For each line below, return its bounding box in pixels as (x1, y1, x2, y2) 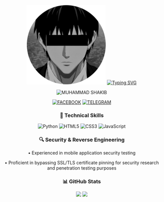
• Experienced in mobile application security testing (28, 149, 136, 156)
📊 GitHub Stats (62, 178, 101, 185)
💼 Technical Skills (60, 111, 104, 118)
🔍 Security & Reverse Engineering (39, 136, 125, 143)
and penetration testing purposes (47, 165, 117, 171)
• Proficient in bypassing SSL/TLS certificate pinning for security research (4, 159, 159, 166)
